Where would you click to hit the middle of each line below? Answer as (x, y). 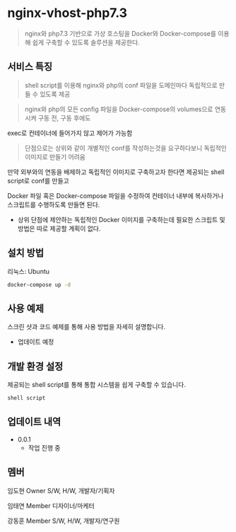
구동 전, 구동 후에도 (64, 117)
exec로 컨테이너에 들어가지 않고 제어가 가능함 (70, 133)
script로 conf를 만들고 (38, 180)
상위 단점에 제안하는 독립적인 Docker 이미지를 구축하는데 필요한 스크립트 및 (121, 219)
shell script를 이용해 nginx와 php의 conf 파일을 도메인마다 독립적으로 (121, 85)
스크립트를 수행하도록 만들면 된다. (54, 204)
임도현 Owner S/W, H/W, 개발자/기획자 (61, 490)
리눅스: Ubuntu (29, 271)
